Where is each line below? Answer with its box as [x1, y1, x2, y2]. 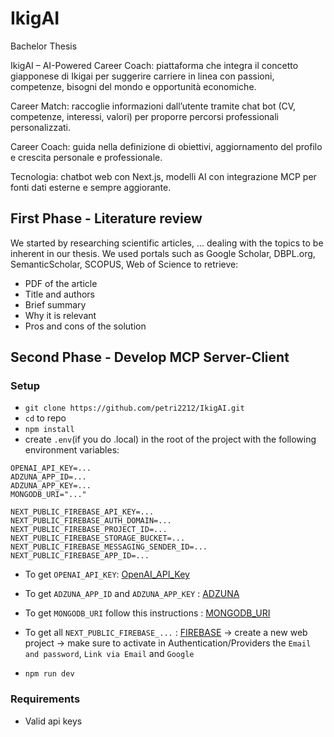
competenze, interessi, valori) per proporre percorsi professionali [10, 110, 279, 122]
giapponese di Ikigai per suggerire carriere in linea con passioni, [10, 70, 275, 82]
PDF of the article [24, 277, 98, 289]
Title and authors [24, 288, 95, 300]
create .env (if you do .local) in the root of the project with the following [24, 433, 317, 446]
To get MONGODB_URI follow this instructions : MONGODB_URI [24, 607, 271, 619]
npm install [24, 425, 75, 435]
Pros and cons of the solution [24, 320, 147, 332]
